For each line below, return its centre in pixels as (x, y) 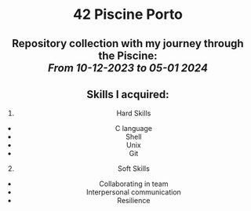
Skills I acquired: (128, 95)
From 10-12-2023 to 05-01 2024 (128, 68)
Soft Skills (134, 169)
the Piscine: (127, 55)
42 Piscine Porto (128, 15)
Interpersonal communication (134, 192)
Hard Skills (134, 113)
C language (134, 129)
